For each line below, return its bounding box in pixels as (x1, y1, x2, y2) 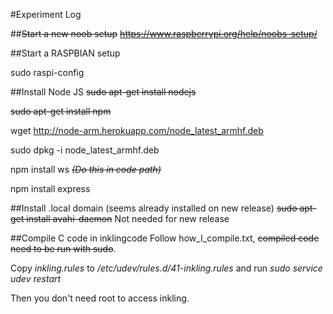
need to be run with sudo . (10, 243, 117, 254)
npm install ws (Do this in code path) (10, 164, 162, 175)
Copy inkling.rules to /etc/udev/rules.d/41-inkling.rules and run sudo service (10, 262, 323, 274)
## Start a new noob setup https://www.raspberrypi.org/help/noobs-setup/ (10, 28, 318, 39)
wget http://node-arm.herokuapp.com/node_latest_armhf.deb (10, 125, 264, 136)
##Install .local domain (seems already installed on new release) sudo (10, 202, 298, 214)
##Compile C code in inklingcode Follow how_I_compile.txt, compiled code (10, 232, 320, 244)
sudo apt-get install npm (10, 105, 112, 117)
